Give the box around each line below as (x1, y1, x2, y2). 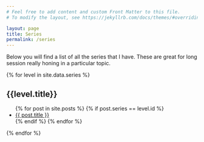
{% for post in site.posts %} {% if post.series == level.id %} (15, 105, 165, 112)
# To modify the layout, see (6, 15, 80, 21)
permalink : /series (6, 37, 56, 43)
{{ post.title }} (15, 111, 50, 118)
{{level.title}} (6, 89, 58, 99)
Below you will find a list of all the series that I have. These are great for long (6, 53, 197, 60)
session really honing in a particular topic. (6, 60, 111, 67)
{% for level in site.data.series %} (6, 71, 90, 79)
